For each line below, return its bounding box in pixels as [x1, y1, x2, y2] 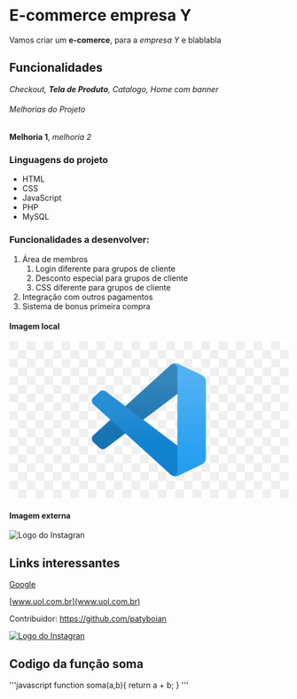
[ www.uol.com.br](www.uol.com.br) [9, 596, 141, 607]
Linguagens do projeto [9, 153, 109, 166]
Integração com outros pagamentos [21, 291, 153, 302]
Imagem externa [9, 510, 71, 521]
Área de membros [21, 253, 89, 264]
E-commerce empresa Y [9, 5, 192, 26]
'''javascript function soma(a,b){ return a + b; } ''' [9, 680, 189, 691]
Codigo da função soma [9, 656, 144, 672]
